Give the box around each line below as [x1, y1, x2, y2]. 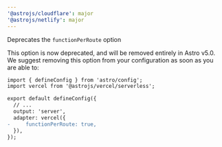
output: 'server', [13, 108, 67, 115]
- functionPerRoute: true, [7, 121, 97, 128]
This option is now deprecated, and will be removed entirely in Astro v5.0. [7, 49, 215, 57]
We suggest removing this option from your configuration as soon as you [7, 56, 214, 64]
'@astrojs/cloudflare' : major [7, 10, 94, 17]
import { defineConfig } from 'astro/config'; [7, 76, 143, 83]
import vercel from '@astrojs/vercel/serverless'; [7, 83, 155, 90]
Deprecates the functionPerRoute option [7, 35, 122, 43]
